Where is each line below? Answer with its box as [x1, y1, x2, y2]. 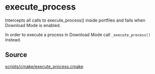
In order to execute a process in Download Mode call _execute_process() [5, 32, 151, 37]
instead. [5, 37, 21, 42]
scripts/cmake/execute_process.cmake [5, 63, 84, 69]
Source [5, 51, 28, 59]
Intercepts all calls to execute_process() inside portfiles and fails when [5, 17, 145, 23]
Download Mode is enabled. [5, 22, 61, 28]
